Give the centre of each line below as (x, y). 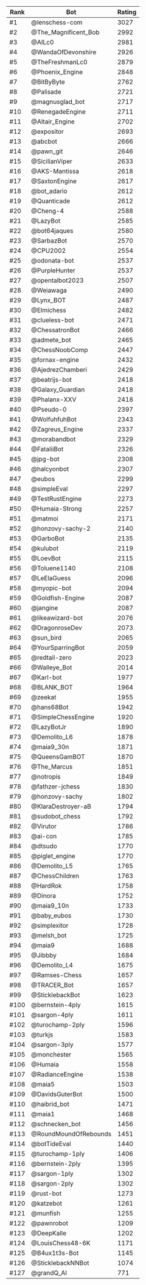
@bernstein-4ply (56, 1005)
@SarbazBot (49, 241)
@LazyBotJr (49, 727)
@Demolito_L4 (52, 965)
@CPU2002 (49, 251)
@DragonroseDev (57, 628)
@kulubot (45, 548)
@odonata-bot (53, 260)
